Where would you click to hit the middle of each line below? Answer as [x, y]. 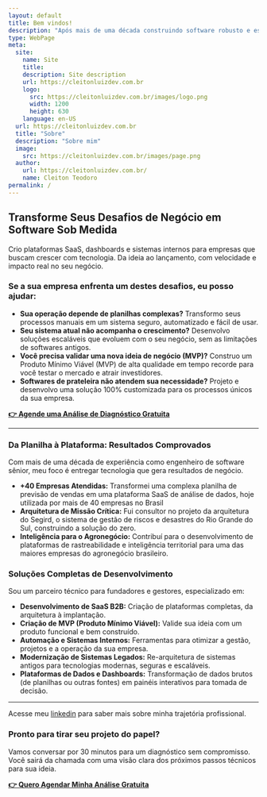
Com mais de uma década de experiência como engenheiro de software [126, 462]
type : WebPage [32, 38]
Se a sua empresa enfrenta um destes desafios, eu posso [121, 287]
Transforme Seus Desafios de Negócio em [115, 218]
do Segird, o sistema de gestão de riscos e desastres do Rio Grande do [136, 520]
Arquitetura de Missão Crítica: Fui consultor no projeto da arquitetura [134, 511]
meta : [17, 45]
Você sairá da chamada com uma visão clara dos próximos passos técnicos [132, 760]
